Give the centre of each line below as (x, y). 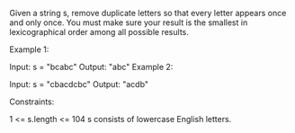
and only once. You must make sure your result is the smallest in (129, 22)
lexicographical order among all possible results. (99, 32)
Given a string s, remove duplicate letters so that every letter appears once (148, 13)
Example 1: (29, 49)
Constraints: (32, 102)
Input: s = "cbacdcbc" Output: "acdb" (79, 84)
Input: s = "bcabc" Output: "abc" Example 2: (91, 67)
